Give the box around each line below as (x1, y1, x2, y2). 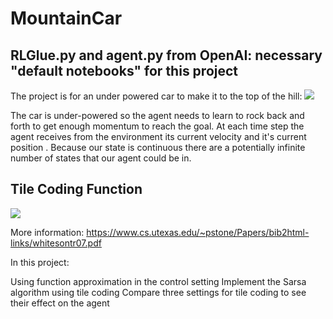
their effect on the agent (10, 297, 110, 309)
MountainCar (10, 7, 123, 30)
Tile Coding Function (10, 181, 143, 198)
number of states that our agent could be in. (10, 152, 192, 164)
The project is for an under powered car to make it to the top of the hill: (10, 90, 303, 102)
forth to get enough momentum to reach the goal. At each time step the (10, 120, 305, 132)
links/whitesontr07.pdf (10, 237, 102, 249)
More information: (10, 226, 85, 238)
